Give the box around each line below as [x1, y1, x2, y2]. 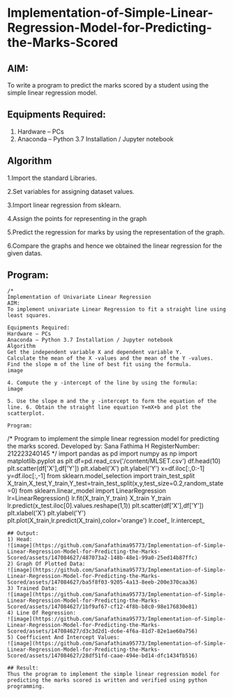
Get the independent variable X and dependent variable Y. [7, 348, 183, 356]
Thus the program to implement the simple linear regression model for [7, 670, 220, 678]
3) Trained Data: [7, 585, 58, 592]
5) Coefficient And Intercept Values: [7, 634, 120, 641]
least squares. [7, 312, 52, 319]
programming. [7, 683, 45, 690]
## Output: [7, 530, 39, 537]
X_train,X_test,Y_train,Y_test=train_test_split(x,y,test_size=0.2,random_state [7, 479, 224, 488]
